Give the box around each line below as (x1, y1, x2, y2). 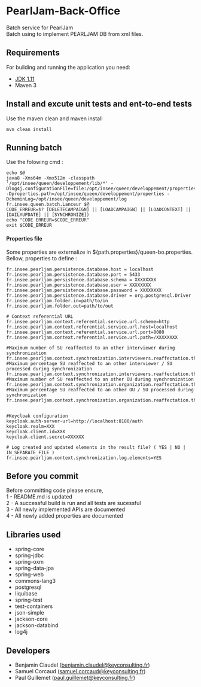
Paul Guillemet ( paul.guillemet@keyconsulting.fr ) (14, 674, 136, 682)
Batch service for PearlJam (6, 24, 74, 31)
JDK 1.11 (14, 75, 35, 82)
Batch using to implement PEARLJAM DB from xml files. (6, 30, 144, 37)
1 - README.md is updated (6, 493, 73, 500)
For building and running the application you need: (6, 63, 130, 71)
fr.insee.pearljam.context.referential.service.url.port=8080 (6, 329, 165, 335)
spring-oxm (14, 558, 44, 566)
